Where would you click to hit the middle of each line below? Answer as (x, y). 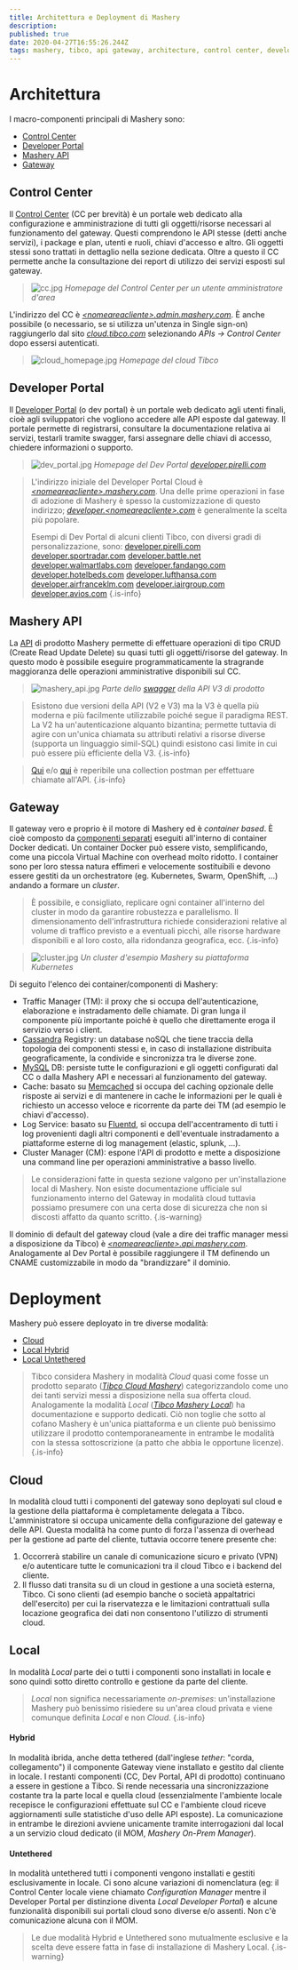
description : (33, 26)
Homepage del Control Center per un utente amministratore (174, 288)
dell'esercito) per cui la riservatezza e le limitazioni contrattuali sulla (146, 1604)
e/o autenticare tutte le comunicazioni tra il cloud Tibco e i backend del (152, 1566)
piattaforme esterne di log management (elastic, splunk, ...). (131, 1143)
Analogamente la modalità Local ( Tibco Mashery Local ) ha (138, 1405)
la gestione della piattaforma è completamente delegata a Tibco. (127, 1511)
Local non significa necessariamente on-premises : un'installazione (153, 1698)
